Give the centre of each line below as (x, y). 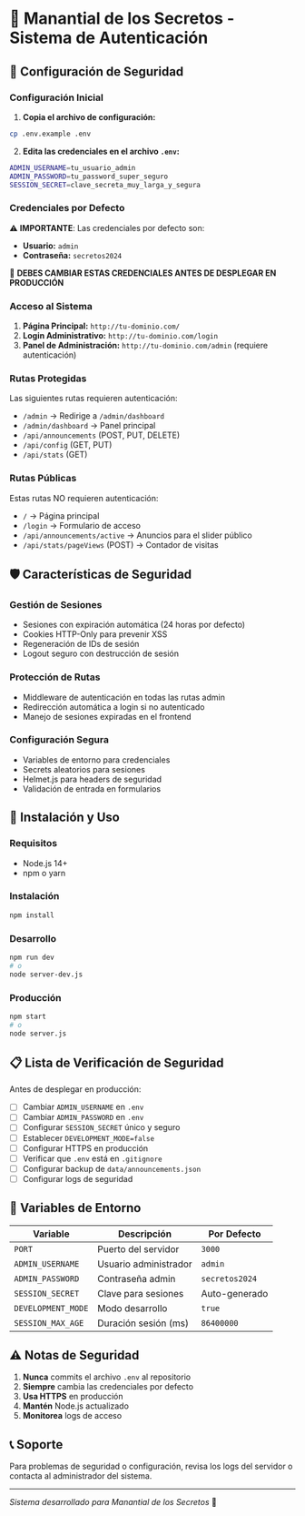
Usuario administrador (144, 1264)
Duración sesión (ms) (143, 1323)
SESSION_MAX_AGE (49, 1323)
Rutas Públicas (43, 479)
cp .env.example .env (50, 134)
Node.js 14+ (45, 863)
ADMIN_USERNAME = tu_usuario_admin (73, 167)
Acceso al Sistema (51, 306)
